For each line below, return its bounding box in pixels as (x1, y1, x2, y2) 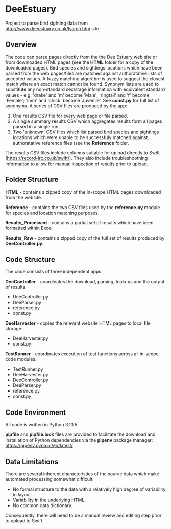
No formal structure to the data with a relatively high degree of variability (12, 486, 166, 492)
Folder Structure (5, 175, 59, 184)
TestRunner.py (12, 366, 43, 372)
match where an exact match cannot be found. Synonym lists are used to (5, 81, 159, 87)
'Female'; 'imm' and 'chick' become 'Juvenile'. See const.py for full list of (5, 97, 159, 103)
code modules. (5, 356, 37, 362)
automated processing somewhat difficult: (5, 476, 94, 482)
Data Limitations (5, 457, 59, 466)
